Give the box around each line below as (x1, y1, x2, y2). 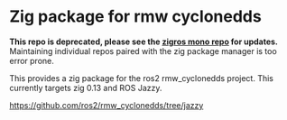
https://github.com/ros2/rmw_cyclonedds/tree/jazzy (9, 99, 204, 110)
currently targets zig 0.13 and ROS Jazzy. (9, 82, 162, 93)
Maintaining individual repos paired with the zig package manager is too (9, 45, 277, 56)
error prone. (9, 55, 54, 66)
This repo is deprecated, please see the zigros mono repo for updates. (9, 36, 278, 47)
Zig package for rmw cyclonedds (9, 6, 262, 27)
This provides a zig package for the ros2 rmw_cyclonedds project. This (9, 72, 273, 83)
